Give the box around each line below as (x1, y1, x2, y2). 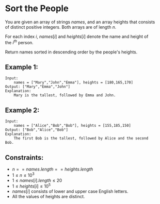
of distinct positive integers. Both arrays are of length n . (5, 24, 116, 30)
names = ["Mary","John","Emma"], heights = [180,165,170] (14, 80, 133, 85)
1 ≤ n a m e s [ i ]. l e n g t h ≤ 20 (12, 177, 62, 183)
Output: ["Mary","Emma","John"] (5, 85, 70, 89)
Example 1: (5, 63, 38, 71)
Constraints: (5, 153, 44, 162)
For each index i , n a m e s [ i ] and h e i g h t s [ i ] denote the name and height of (5, 34, 149, 39)
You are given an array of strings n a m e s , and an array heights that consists (5, 19, 155, 25)
